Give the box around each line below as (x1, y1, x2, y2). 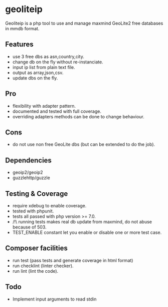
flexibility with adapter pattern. (12, 103, 76, 109)
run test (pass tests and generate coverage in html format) (12, 257, 133, 263)
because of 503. (12, 224, 47, 230)
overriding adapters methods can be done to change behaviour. (12, 113, 144, 119)
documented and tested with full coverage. (12, 108, 102, 114)
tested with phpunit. (12, 208, 54, 214)
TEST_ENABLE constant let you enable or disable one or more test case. (12, 229, 162, 235)
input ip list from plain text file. (12, 64, 75, 70)
